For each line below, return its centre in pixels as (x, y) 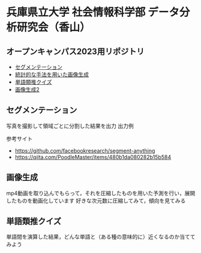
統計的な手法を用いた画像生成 (52, 75)
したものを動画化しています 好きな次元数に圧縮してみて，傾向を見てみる (96, 200)
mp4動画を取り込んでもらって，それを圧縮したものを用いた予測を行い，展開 (101, 193)
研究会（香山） (54, 27)
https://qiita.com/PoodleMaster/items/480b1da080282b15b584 (93, 157)
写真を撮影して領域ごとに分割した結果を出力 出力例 (70, 126)
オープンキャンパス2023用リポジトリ (75, 51)
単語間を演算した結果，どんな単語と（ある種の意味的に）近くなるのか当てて (101, 237)
